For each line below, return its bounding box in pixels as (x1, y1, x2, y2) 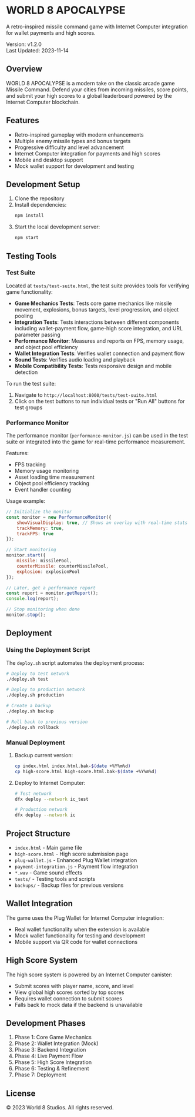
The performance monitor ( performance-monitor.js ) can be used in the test (6, 432, 189, 439)
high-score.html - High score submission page (14, 850, 129, 857)
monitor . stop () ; (6, 612, 46, 618)
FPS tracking (14, 461, 46, 468)
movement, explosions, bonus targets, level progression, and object (14, 306, 179, 313)
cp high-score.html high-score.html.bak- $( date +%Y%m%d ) (14, 768, 157, 774)
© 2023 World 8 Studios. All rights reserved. (6, 1104, 114, 1111)
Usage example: (6, 498, 46, 505)
